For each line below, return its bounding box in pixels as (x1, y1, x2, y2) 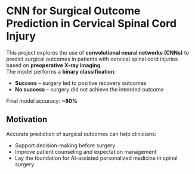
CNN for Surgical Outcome (6, 4, 141, 18)
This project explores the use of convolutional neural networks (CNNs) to (6, 49, 190, 56)
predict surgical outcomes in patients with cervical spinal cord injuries (6, 55, 178, 62)
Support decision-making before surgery (14, 141, 116, 149)
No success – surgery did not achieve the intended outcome (14, 86, 164, 93)
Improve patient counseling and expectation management (14, 148, 157, 155)
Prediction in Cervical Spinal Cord (6, 17, 177, 30)
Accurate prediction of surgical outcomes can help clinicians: (6, 130, 157, 137)
